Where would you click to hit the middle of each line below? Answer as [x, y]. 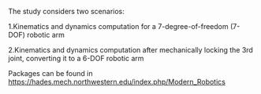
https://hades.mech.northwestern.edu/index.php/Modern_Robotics [117, 82]
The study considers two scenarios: [66, 11]
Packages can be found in [50, 73]
